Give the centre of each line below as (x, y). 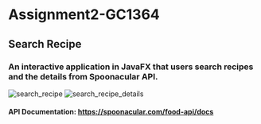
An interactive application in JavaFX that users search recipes (131, 67)
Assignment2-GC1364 (84, 15)
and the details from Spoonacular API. (83, 76)
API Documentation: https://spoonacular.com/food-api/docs (111, 112)
